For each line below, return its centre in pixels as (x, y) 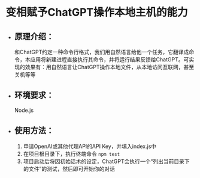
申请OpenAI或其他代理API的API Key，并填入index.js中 (90, 146)
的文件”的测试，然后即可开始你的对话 (69, 168)
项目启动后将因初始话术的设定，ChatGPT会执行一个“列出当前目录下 (106, 161)
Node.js (24, 110)
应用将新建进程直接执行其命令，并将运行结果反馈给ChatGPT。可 (110, 60)
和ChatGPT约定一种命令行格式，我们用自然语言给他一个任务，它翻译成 (101, 52)
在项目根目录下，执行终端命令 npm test (72, 153)
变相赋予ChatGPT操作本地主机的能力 (97, 12)
